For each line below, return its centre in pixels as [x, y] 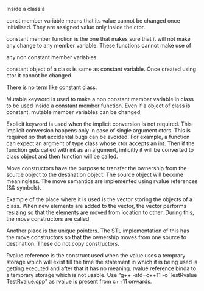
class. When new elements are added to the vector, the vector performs [97, 206]
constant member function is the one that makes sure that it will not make [98, 39]
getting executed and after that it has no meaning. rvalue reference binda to [101, 268]
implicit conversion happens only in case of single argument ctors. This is [98, 130]
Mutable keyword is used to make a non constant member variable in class [100, 99]
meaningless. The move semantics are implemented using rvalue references [102, 181]
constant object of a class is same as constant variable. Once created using [101, 69]
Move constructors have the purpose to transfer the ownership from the [97, 168]
